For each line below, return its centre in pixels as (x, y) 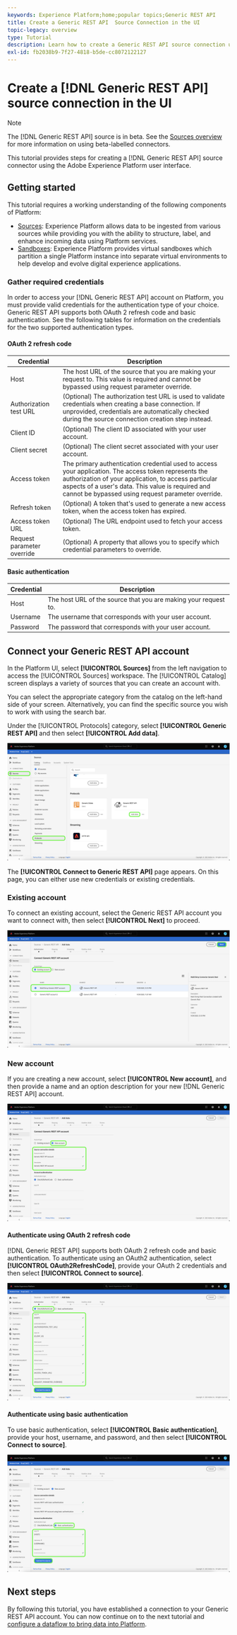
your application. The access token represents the (135, 471)
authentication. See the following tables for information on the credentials (114, 320)
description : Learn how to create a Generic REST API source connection (116, 45)
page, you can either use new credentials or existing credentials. (101, 879)
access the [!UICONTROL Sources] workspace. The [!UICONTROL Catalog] (117, 676)
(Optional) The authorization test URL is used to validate (144, 397)
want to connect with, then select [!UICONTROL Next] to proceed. (104, 921)
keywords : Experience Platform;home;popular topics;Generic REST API (112, 15)
